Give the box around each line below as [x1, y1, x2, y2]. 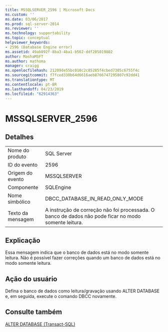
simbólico [7, 199, 31, 206]
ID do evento [7, 161, 37, 169]
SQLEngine [44, 184, 71, 191]
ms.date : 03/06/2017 [5, 17, 48, 22]
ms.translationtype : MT [5, 77, 55, 82]
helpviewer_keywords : [5, 40, 50, 45]
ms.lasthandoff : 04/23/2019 [5, 86, 64, 92]
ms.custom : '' [5, 12, 35, 17]
